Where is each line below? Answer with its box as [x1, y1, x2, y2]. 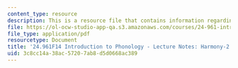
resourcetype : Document [7, 37, 78, 44]
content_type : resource [7, 10, 78, 18]
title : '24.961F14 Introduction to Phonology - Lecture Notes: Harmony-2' [7, 43, 233, 50]
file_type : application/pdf [7, 30, 91, 38]
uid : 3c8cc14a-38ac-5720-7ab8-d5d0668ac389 [7, 50, 138, 57]
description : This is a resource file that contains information [7, 17, 204, 24]
